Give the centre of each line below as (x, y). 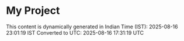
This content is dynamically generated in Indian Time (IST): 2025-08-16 (92, 27)
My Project (33, 11)
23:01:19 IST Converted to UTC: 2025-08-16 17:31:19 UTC (75, 32)
